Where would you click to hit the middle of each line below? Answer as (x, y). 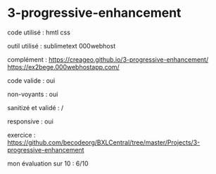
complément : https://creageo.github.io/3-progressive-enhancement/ (108, 59)
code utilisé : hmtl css (39, 32)
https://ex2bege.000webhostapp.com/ (63, 67)
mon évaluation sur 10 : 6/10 (48, 163)
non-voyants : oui (33, 94)
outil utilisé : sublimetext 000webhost (62, 46)
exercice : (21, 135)
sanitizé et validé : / (36, 107)
